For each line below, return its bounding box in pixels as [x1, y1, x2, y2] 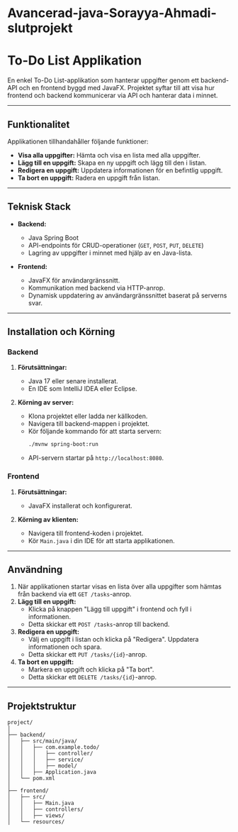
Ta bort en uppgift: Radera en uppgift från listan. [17, 173, 161, 182]
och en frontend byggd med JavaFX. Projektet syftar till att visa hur [18, 84, 215, 92]
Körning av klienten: [17, 515, 79, 523]
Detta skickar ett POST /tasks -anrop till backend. [28, 620, 170, 629]
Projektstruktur [7, 700, 76, 712]
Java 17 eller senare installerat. [28, 377, 118, 385]
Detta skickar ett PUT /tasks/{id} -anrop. [28, 650, 147, 659]
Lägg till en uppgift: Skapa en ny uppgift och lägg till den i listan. [17, 158, 207, 167]
